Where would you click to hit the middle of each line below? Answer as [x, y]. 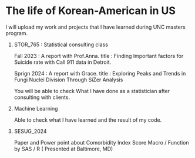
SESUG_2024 [31, 131]
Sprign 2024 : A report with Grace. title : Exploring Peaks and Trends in [100, 73]
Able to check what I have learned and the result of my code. [88, 120]
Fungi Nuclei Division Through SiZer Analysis [68, 80]
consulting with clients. [42, 97]
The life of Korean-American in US [90, 11]
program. [17, 33]
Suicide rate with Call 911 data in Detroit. [63, 62]
